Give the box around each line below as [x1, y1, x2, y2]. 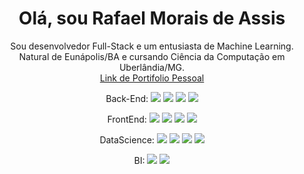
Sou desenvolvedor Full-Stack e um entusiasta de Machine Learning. [10, 40, 294, 52]
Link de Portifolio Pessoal [99, 72, 205, 84]
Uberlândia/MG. [118, 61, 186, 73]
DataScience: [99, 133, 155, 146]
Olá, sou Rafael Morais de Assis [18, 7, 286, 30]
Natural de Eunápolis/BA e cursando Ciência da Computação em [18, 50, 286, 62]
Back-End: [105, 92, 149, 104]
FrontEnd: [107, 113, 147, 125]
